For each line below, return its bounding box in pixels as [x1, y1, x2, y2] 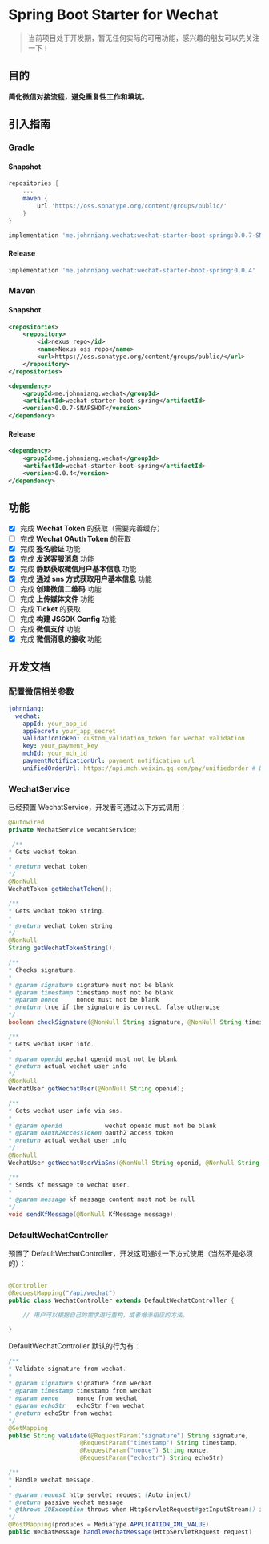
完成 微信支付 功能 [19, 624, 81, 634]
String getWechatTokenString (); [8, 944, 116, 953]
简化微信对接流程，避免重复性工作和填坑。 [8, 91, 149, 101]
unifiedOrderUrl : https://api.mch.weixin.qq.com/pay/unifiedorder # [22, 764, 256, 772]
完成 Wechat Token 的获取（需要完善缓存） [19, 523, 165, 534]
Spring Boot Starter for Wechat [8, 6, 219, 24]
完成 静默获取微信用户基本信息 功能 [19, 563, 137, 574]
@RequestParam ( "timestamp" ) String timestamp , [79, 1439, 239, 1447]
